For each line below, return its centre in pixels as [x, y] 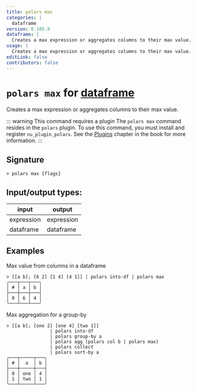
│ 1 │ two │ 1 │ [27, 379]
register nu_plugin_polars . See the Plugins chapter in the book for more [96, 134]
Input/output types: [44, 192]
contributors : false [33, 63]
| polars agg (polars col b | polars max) [104, 342]
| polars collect [72, 347]
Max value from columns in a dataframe [56, 265]
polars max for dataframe [71, 93]
